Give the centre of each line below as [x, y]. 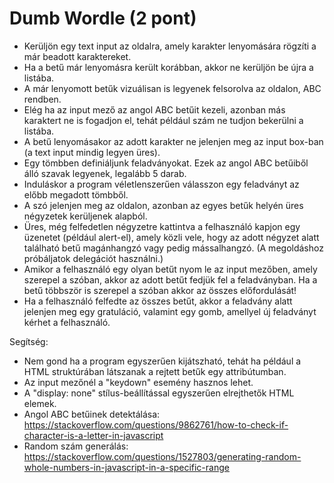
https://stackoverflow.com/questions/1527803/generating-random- [162, 456]
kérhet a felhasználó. [67, 322]
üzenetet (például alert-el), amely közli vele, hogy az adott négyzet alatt [171, 237]
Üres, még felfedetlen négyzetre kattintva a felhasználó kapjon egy [162, 226]
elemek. [40, 403]
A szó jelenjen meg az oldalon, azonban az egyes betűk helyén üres [163, 205]
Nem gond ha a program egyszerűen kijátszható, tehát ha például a [162, 361]
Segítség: [29, 341]
